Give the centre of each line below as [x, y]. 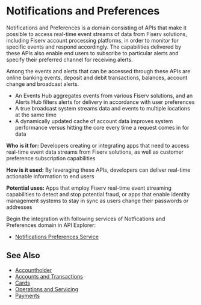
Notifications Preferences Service [57, 237]
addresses [19, 207]
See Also [23, 255]
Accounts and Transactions [49, 276]
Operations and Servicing [47, 289]
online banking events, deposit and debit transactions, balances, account [97, 77]
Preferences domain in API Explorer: [51, 225]
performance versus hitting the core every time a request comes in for [102, 127]
